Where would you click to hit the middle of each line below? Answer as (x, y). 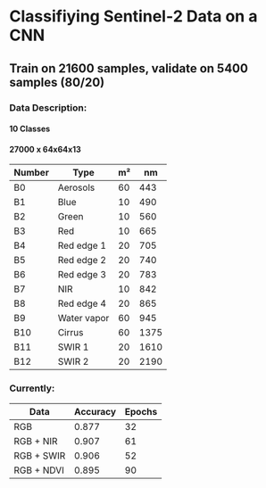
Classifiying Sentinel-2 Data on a (133, 17)
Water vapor (83, 318)
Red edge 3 (82, 275)
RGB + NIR (36, 441)
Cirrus (71, 333)
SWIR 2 (73, 361)
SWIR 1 (73, 347)
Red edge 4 (82, 303)
